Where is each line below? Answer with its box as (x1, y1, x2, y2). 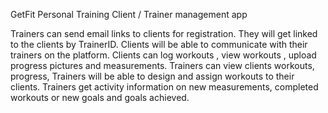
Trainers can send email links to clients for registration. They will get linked (10, 28, 318, 39)
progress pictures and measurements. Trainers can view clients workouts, (10, 60, 315, 71)
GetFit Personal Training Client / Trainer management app (10, 9, 248, 20)
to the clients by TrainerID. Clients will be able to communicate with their (10, 39, 308, 50)
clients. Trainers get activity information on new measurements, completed (10, 81, 319, 93)
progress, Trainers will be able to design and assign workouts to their (10, 70, 295, 82)
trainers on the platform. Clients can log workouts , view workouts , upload (10, 49, 317, 61)
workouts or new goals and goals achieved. (10, 92, 190, 103)
